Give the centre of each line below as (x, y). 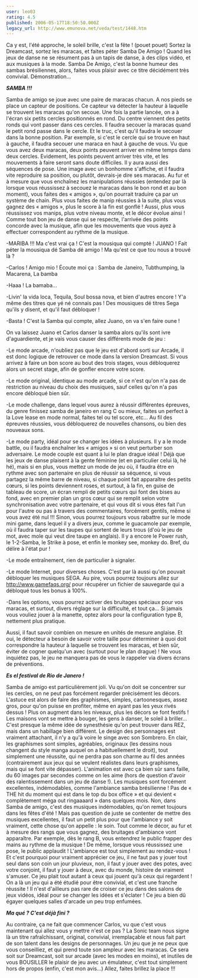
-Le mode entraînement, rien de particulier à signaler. (71, 560)
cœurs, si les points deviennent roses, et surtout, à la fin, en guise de (90, 486)
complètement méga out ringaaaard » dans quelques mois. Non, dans (91, 801)
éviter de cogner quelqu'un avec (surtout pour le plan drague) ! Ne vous (94, 652)
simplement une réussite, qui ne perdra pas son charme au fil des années (95, 757)
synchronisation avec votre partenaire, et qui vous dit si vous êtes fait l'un (96, 504)
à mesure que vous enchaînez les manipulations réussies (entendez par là (96, 182)
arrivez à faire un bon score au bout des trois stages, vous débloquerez (93, 363)
